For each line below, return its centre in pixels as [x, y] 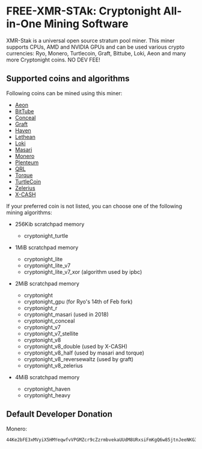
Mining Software [86, 24]
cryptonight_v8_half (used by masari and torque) [84, 353]
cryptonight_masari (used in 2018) [66, 314]
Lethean [25, 137]
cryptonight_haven [47, 389]
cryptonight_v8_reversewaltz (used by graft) [79, 359]
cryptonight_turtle [46, 235]
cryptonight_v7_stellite [51, 333]
